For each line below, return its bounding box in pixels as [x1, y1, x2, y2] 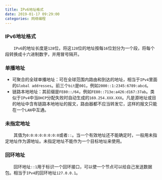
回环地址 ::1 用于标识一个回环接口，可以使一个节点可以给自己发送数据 [14, 163, 152, 169]
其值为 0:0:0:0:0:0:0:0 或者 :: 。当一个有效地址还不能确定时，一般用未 [14, 132, 153, 138]
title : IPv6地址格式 [5, 7, 44, 12]
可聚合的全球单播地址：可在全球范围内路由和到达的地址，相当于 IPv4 [12, 76, 149, 82]
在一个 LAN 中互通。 [12, 107, 49, 112]
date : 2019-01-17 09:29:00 [5, 12, 60, 17]
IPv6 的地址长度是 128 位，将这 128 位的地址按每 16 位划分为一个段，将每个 [14, 45, 155, 51]
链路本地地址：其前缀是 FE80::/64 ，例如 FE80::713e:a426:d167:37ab [12, 89, 146, 94]
